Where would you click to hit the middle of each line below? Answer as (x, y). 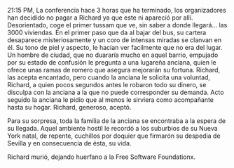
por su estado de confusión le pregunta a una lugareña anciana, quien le (112, 62)
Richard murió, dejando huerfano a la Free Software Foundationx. (102, 157)
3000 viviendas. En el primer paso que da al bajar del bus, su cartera (107, 32)
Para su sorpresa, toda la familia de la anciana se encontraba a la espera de (117, 121)
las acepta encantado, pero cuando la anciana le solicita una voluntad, (109, 77)
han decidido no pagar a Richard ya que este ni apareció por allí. (100, 18)
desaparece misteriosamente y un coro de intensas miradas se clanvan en (115, 40)
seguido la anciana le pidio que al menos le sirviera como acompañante (110, 100)
